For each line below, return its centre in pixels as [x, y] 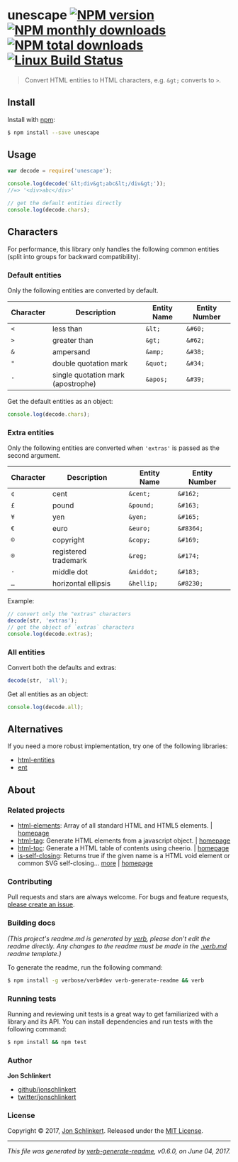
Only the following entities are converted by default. [83, 290]
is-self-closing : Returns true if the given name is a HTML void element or [124, 856]
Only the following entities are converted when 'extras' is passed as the [113, 448]
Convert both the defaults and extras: [62, 667]
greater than [73, 340]
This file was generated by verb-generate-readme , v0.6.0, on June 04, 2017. [119, 1151]
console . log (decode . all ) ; [45, 707]
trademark [69, 561]
